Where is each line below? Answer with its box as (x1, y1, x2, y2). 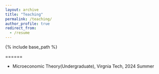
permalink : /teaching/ (5, 16, 52, 21)
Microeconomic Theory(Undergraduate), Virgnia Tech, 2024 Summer (12, 63, 155, 69)
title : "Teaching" (5, 12, 43, 17)
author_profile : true (5, 21, 50, 26)
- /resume (9, 30, 30, 35)
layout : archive (5, 7, 39, 12)
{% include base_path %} (5, 44, 58, 50)
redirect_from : (5, 26, 37, 31)
